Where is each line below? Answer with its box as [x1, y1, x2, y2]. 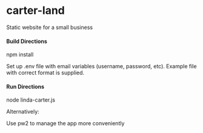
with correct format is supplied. [6, 69, 85, 76]
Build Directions [6, 37, 47, 45]
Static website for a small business [6, 24, 93, 31]
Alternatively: [6, 108, 39, 115]
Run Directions [6, 83, 44, 90]
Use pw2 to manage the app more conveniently [6, 120, 125, 127]
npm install [6, 51, 34, 58]
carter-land [6, 4, 65, 18]
